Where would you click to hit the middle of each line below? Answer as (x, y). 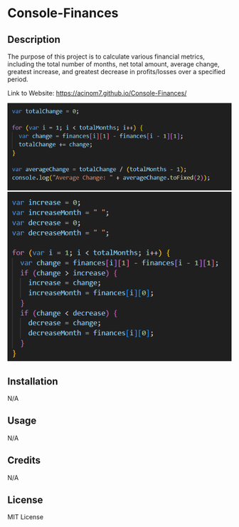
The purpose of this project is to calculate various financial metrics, (106, 56)
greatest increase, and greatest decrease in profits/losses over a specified (116, 72)
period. (18, 79)
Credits (24, 460)
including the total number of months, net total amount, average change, (113, 64)
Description (34, 40)
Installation (33, 381)
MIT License (26, 517)
